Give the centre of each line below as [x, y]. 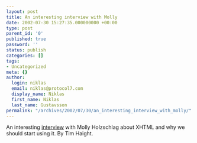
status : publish [26, 50]
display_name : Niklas [38, 94]
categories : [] [25, 56]
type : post [20, 28]
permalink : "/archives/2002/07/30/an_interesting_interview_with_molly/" [99, 110]
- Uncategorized [26, 66]
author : [16, 77]
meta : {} [17, 72]
